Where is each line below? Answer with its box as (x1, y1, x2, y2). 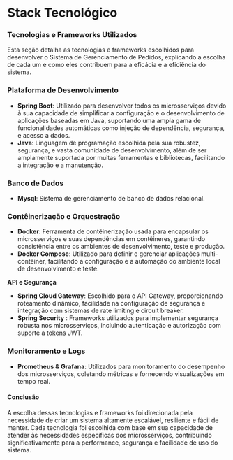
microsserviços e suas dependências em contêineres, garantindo (17, 235, 206, 243)
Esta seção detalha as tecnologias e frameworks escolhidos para (7, 45, 194, 54)
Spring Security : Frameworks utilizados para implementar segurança (17, 314, 218, 322)
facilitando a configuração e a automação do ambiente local (47, 257, 220, 266)
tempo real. (17, 377, 51, 385)
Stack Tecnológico (7, 5, 118, 21)
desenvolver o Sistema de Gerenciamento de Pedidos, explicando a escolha (7, 53, 226, 62)
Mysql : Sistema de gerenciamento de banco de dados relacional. (17, 194, 205, 203)
